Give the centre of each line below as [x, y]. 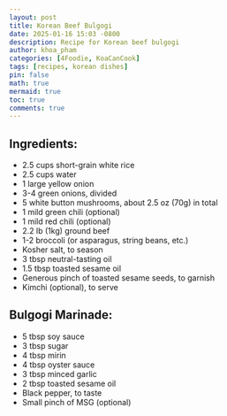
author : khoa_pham [43, 50]
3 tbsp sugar [45, 345]
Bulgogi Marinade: [61, 315]
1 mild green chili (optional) [71, 212]
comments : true [37, 108]
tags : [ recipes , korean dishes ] [68, 67]
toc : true [27, 100]
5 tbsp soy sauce [53, 336]
